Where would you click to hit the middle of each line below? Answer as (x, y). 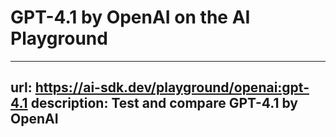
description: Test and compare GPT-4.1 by (164, 103)
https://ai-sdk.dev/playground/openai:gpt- (172, 87)
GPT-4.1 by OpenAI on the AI (130, 17)
